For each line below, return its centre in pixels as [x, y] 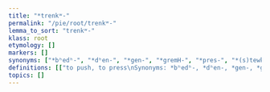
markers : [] [28, 53]
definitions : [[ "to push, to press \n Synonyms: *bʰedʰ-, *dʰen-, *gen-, [131, 68]
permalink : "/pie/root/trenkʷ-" [62, 23]
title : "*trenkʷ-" [39, 16]
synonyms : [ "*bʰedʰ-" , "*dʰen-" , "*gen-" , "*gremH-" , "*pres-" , [118, 61]
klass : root [28, 38]
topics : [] [27, 75]
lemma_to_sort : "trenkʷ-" [51, 30]
